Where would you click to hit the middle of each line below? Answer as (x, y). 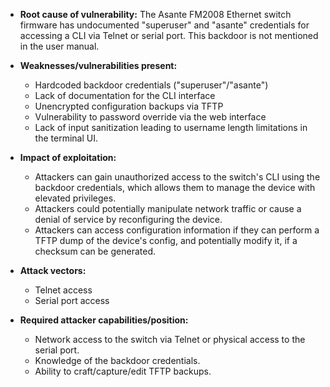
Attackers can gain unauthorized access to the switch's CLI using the (177, 177)
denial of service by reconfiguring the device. (128, 219)
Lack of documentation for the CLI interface (125, 95)
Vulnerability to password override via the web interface (150, 117)
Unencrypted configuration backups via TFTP (129, 106)
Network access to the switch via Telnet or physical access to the (170, 339)
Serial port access (72, 300)
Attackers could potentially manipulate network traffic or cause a (168, 208)
